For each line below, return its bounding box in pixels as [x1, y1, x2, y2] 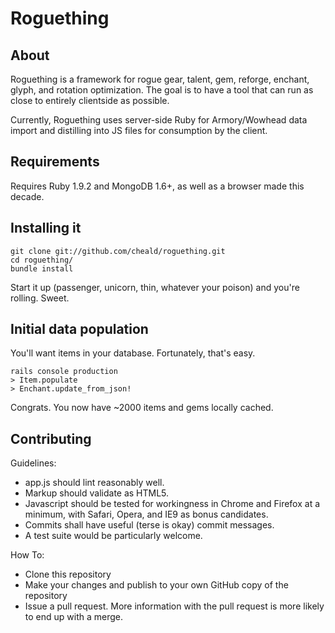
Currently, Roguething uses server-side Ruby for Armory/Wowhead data [10, 114, 308, 126]
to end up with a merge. [24, 611, 123, 623]
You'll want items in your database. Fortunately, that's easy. [10, 347, 256, 359]
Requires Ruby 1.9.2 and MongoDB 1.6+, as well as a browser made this [10, 180, 305, 192]
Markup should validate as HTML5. [24, 487, 170, 499]
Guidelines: [10, 457, 57, 469]
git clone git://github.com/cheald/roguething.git [10, 246, 226, 256]
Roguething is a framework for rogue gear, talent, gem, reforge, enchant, [10, 73, 310, 85]
